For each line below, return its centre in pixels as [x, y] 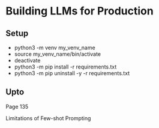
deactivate [27, 60]
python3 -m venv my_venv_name [55, 47]
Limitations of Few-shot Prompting [48, 118]
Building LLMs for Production [79, 11]
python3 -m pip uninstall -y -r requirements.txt [72, 73]
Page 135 [17, 106]
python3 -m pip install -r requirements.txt [65, 67]
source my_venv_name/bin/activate [58, 54]
